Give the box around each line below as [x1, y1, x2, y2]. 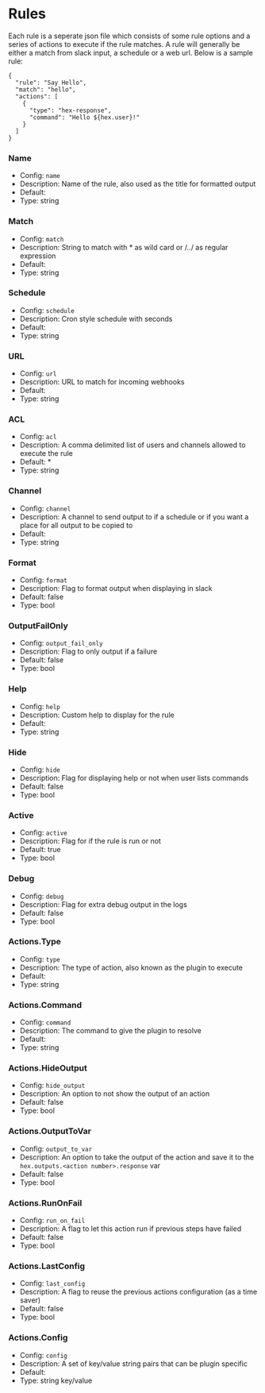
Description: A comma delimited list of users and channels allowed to [19, 440, 246, 450]
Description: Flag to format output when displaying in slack [19, 584, 213, 593]
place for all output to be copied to [19, 520, 133, 530]
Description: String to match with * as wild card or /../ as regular [19, 242, 229, 252]
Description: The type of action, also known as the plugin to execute [19, 963, 244, 972]
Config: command [19, 1017, 71, 1027]
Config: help [19, 701, 61, 711]
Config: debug [19, 891, 64, 901]
